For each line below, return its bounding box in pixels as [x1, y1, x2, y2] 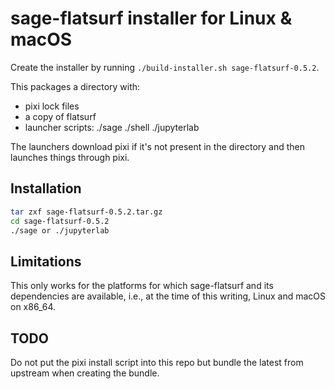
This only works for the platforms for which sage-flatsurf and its [10, 280, 274, 292]
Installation [10, 180, 82, 197]
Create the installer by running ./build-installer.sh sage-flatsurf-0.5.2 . [10, 61, 320, 73]
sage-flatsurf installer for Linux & [10, 7, 293, 30]
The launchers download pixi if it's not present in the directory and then [10, 140, 306, 152]
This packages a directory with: [10, 80, 141, 92]
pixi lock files [24, 100, 80, 112]
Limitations [10, 253, 82, 270]
